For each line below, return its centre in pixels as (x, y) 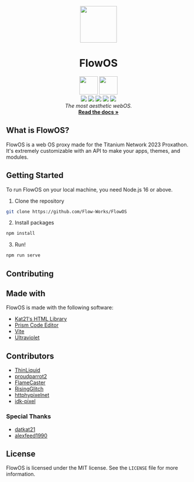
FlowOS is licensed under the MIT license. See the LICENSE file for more (92, 468)
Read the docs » (98, 112)
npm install (21, 234)
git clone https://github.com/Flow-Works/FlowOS (67, 211)
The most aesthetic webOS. (98, 105)
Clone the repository (39, 201)
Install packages (34, 223)
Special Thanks (29, 416)
